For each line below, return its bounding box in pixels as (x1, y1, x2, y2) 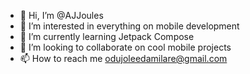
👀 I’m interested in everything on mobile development (19, 20, 240, 32)
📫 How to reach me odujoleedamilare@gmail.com (19, 53, 228, 64)
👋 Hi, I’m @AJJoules (19, 10, 104, 21)
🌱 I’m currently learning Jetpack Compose (19, 31, 195, 42)
